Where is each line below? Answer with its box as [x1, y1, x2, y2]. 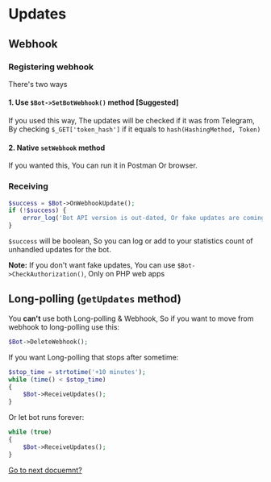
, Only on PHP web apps [84, 269, 165, 279]
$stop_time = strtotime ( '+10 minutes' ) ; [8, 368, 147, 376]
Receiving [8, 181, 48, 192]
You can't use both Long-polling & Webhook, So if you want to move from [8, 314, 254, 323]
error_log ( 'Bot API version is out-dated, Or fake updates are [23, 214, 240, 222]
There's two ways [8, 79, 68, 89]
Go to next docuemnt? [8, 465, 82, 475]
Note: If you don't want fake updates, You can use [8, 260, 176, 270]
